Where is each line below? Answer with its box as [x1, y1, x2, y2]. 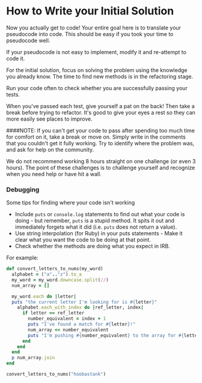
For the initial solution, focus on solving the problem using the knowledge [6, 66, 188, 73]
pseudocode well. [6, 37, 50, 44]
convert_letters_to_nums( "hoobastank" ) [6, 371, 106, 378]
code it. [6, 55, 25, 62]
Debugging [6, 185, 40, 193]
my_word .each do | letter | [11, 293, 77, 300]
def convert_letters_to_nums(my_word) [6, 266, 103, 272]
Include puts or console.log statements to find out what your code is [14, 211, 185, 218]
